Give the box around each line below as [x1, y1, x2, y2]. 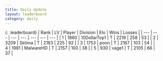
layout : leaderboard [5, 12, 47, 17]
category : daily [5, 16, 38, 21]
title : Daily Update [5, 7, 47, 12]
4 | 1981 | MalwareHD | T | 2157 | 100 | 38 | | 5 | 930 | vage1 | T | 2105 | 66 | [5, 45, 155, 51]
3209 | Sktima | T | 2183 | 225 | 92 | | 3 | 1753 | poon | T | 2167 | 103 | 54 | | [5, 40, 155, 46]
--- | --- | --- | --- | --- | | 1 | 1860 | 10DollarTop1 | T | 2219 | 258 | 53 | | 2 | [10, 35, 159, 41]
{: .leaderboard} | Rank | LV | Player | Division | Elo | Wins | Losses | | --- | [5, 30, 152, 36]
